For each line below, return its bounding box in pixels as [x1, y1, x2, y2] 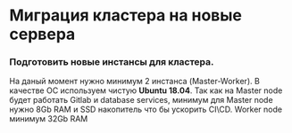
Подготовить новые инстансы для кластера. [9, 56, 214, 68]
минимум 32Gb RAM [9, 113, 88, 124]
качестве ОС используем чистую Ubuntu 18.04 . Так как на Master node [9, 85, 283, 96]
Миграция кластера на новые [9, 5, 243, 26]
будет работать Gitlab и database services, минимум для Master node [9, 95, 274, 106]
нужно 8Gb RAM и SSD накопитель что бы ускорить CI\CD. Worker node [9, 104, 283, 115]
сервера [9, 24, 76, 44]
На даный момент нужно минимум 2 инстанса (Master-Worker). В [9, 76, 261, 87]
